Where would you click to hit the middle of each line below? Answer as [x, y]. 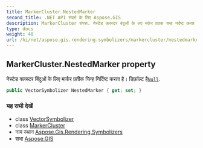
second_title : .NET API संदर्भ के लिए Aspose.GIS [63, 18]
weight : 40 [20, 34]
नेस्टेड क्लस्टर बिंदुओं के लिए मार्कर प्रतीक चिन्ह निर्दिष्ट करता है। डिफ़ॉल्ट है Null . [83, 79]
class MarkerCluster [40, 125]
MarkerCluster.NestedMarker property [81, 64]
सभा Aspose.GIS [34, 138]
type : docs [20, 29]
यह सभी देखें [20, 106]
